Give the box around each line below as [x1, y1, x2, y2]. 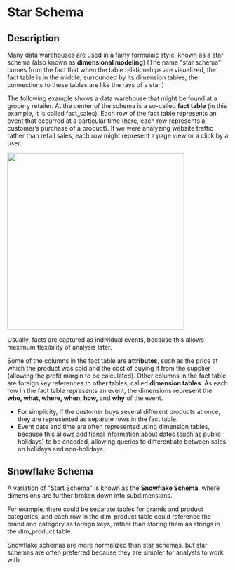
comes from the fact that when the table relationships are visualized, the [7, 66, 216, 74]
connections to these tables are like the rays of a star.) [7, 81, 165, 88]
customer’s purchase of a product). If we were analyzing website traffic [7, 124, 214, 132]
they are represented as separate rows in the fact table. [17, 415, 178, 423]
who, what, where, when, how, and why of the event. [7, 394, 163, 402]
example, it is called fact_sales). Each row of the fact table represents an [7, 110, 217, 117]
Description [7, 32, 60, 44]
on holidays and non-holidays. [17, 445, 105, 453]
